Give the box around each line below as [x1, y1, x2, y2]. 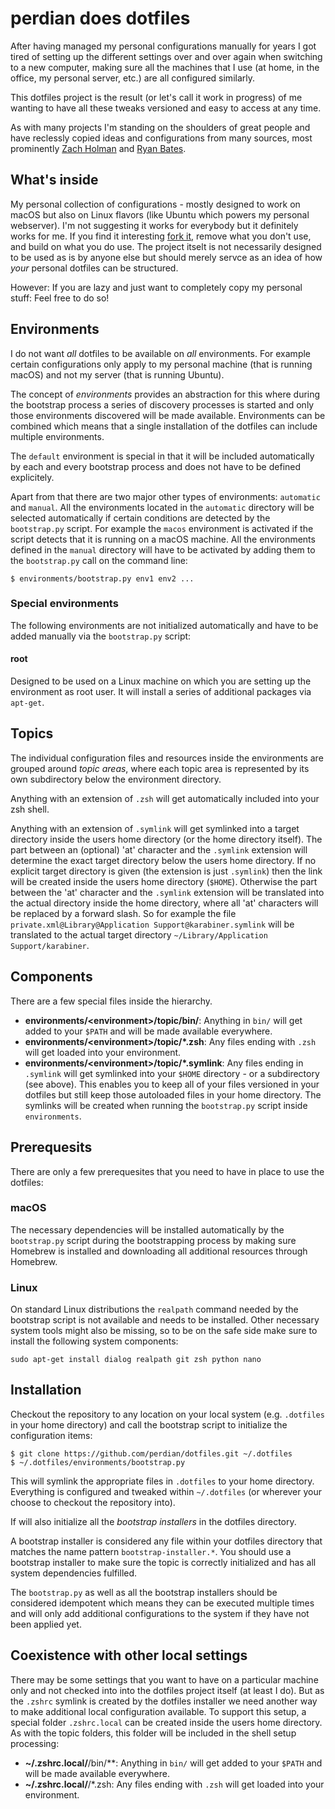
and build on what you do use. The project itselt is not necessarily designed [10, 240, 322, 252]
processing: [10, 1737, 60, 1749]
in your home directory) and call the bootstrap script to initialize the [10, 1418, 288, 1431]
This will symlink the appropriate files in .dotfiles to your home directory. [10, 1475, 315, 1487]
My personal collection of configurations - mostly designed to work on [10, 198, 301, 210]
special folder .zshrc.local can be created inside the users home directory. [10, 1716, 323, 1728]
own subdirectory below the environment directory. [10, 773, 222, 785]
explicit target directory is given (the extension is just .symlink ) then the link [10, 865, 323, 877]
